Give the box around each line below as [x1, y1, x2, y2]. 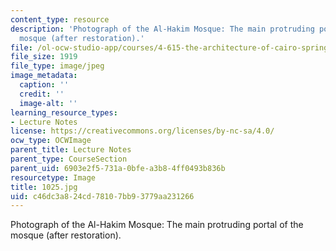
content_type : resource [10, 14, 110, 25]
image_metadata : [10, 71, 78, 81]
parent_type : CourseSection [10, 154, 128, 164]
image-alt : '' [19, 98, 78, 108]
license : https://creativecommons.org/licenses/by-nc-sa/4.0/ [10, 126, 275, 136]
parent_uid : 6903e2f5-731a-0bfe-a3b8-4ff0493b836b [10, 163, 226, 173]
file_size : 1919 [10, 52, 78, 62]
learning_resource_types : [10, 107, 118, 118]
